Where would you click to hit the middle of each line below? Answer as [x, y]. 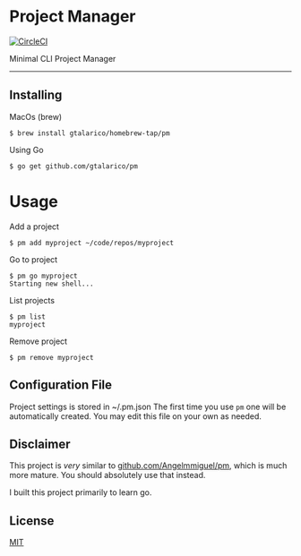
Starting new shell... [52, 284]
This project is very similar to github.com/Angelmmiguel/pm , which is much [148, 466]
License [32, 521]
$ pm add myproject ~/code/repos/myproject [92, 243]
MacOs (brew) [36, 116]
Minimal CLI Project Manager [63, 58]
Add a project [34, 227]
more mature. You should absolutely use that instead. [107, 475]
